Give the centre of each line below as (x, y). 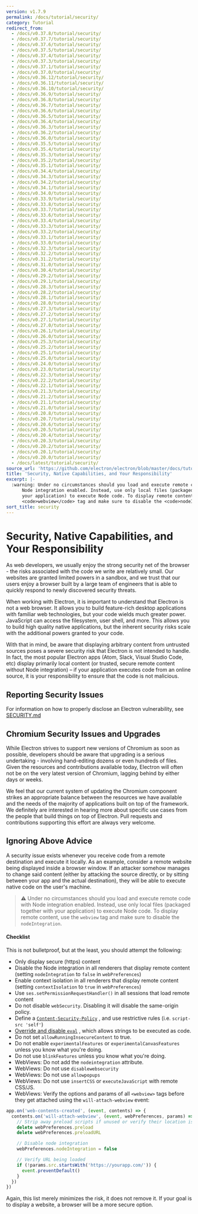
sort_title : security (33, 507)
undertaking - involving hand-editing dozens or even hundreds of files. (92, 761)
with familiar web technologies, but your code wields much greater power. (96, 614)
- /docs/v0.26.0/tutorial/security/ (56, 336)
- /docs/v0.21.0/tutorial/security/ (56, 408)
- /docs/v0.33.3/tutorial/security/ (56, 226)
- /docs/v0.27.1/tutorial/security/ (56, 320)
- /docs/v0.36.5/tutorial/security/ (56, 116)
